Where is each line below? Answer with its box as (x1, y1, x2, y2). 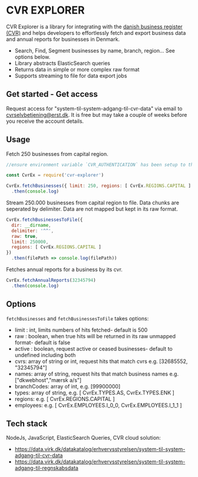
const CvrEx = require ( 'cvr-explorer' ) (6, 172, 104, 178)
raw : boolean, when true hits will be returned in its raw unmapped (14, 332, 176, 339)
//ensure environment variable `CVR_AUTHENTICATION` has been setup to (6, 162, 186, 168)
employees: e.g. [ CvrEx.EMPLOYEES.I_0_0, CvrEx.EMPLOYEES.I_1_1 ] (14, 401, 182, 409)
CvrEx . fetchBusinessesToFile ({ (6, 217, 83, 223)
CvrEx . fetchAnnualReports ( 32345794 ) (6, 277, 96, 283)
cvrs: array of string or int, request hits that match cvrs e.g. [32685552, (14, 358, 188, 365)
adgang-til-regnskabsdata (14, 465, 78, 472)
